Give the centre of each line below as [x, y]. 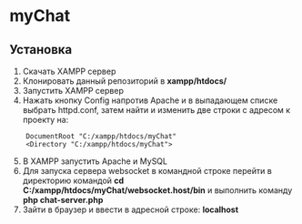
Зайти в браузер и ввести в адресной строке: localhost [131, 209]
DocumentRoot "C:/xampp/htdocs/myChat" [101, 137]
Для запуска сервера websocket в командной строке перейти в [147, 171]
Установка [41, 50]
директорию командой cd [73, 180]
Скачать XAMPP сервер [69, 71]
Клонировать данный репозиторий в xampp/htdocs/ [125, 81]
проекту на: [45, 120]
